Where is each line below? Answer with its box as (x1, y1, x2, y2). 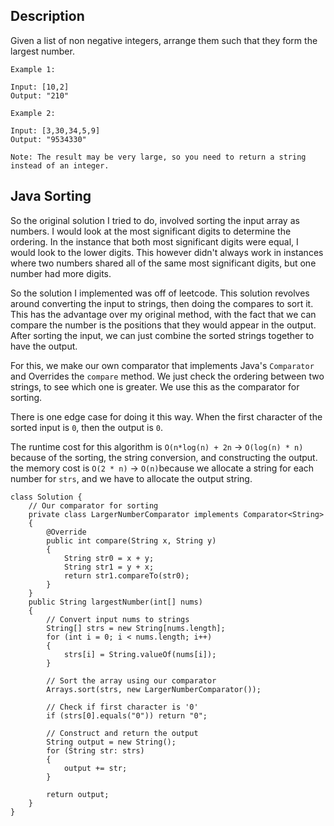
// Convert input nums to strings (46, 614, 190, 624)
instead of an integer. (10, 160, 110, 171)
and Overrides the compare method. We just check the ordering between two (10, 370, 325, 382)
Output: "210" (10, 90, 70, 101)
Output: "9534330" (10, 134, 87, 144)
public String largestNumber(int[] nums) (28, 597, 203, 607)
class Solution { (10, 492, 83, 502)
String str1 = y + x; (63, 562, 155, 572)
